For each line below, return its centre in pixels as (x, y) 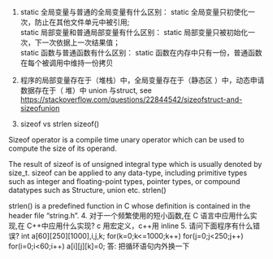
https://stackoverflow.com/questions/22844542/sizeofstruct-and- (131, 99)
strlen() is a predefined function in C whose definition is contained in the (130, 206)
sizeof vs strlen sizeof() (60, 124)
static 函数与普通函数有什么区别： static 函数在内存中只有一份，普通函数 (141, 53)
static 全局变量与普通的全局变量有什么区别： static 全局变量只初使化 (134, 12)
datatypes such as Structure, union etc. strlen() (87, 190)
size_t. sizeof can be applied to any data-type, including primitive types (128, 173)
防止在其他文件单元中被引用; (82, 22)
